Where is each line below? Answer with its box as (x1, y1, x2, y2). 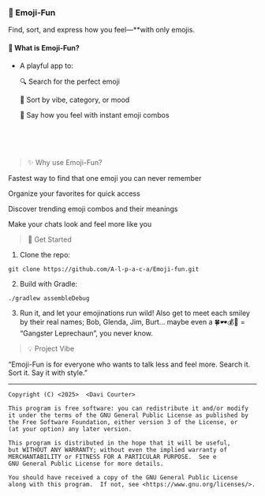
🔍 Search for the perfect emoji (19, 77, 121, 86)
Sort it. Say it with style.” (8, 367, 88, 378)
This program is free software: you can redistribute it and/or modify (8, 404, 248, 412)
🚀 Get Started (27, 235, 73, 244)
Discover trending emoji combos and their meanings (8, 204, 178, 213)
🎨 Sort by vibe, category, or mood (19, 95, 130, 104)
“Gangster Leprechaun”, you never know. (19, 328, 154, 338)
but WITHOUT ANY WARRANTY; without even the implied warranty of (8, 445, 227, 453)
